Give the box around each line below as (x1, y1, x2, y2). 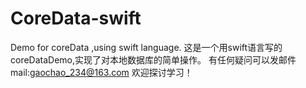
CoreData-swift (10, 7, 142, 30)
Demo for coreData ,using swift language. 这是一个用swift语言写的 (10, 41, 283, 53)
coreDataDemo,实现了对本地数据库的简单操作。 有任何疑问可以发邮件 (10, 53, 297, 66)
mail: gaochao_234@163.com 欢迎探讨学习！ (10, 66, 193, 78)
